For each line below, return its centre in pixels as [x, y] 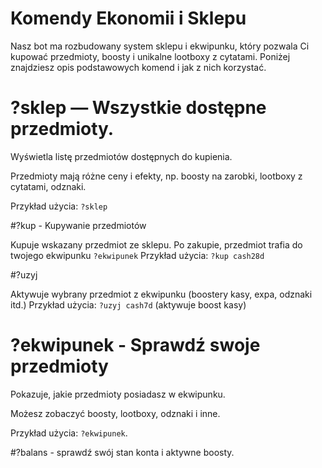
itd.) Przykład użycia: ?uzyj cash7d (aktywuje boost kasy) [128, 304]
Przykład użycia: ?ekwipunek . [69, 433]
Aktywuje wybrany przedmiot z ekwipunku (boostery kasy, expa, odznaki [161, 294]
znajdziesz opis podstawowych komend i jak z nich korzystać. [138, 67]
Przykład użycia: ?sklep [59, 206]
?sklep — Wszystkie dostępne [138, 108]
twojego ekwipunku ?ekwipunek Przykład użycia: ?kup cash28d [137, 255]
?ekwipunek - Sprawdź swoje [135, 345]
